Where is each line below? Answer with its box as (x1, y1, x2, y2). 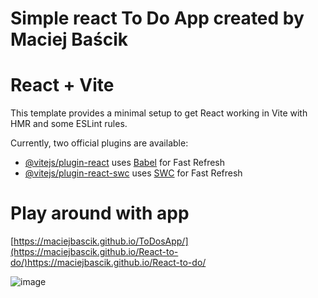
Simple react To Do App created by (10, 7, 305, 30)
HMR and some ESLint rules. (10, 118, 128, 130)
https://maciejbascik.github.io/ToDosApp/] (13, 235, 189, 247)
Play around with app (10, 202, 190, 225)
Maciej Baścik (10, 28, 129, 51)
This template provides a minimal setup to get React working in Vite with (10, 107, 308, 119)
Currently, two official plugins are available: (10, 137, 189, 149)
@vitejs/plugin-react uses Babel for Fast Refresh (24, 157, 226, 169)
